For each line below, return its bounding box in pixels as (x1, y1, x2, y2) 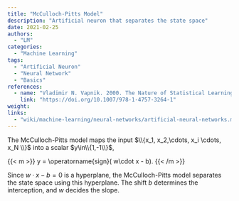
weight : (7, 103, 31, 110)
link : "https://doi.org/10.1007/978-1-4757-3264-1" (20, 97, 176, 104)
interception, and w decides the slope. (7, 185, 119, 194)
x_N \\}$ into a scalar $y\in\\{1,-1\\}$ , (7, 143, 115, 151)
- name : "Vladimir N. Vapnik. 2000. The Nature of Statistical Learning (14, 89, 234, 97)
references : (7, 83, 43, 90)
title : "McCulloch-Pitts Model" (7, 10, 103, 18)
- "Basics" (14, 76, 46, 84)
